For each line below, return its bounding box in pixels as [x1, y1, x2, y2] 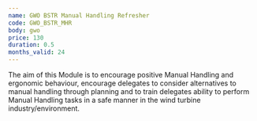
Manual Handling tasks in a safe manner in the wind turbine [8, 96, 201, 104]
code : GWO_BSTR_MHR [8, 19, 73, 27]
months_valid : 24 [8, 48, 65, 56]
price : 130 [8, 33, 44, 42]
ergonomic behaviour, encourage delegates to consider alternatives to [8, 78, 237, 88]
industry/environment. [8, 104, 80, 113]
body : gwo [8, 26, 41, 34]
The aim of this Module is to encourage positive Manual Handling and [8, 70, 234, 79]
